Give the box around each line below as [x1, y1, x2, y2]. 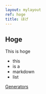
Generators [5, 83, 28, 90]
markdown [12, 68, 35, 75]
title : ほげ [5, 16, 28, 21]
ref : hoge [5, 12, 26, 17]
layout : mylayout [5, 7, 41, 12]
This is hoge [5, 48, 31, 54]
